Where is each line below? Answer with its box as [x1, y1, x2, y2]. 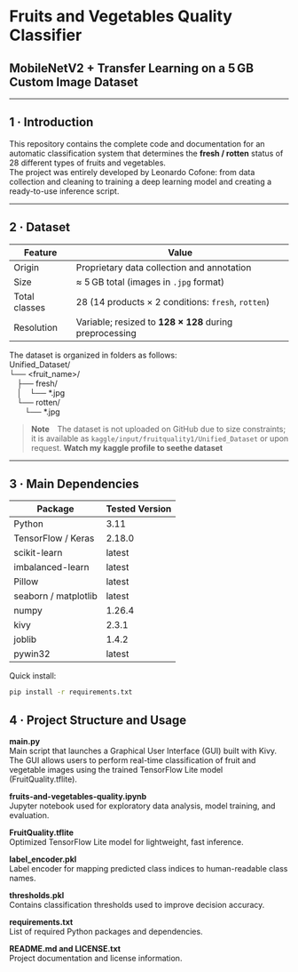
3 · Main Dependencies [9, 477, 139, 492]
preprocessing [75, 326, 137, 339]
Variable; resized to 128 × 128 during [75, 316, 233, 328]
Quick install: [9, 671, 57, 681]
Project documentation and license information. [9, 953, 183, 964]
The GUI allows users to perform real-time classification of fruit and [9, 755, 256, 766]
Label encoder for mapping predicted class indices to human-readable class [9, 864, 288, 874]
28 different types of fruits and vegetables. [9, 157, 167, 168]
